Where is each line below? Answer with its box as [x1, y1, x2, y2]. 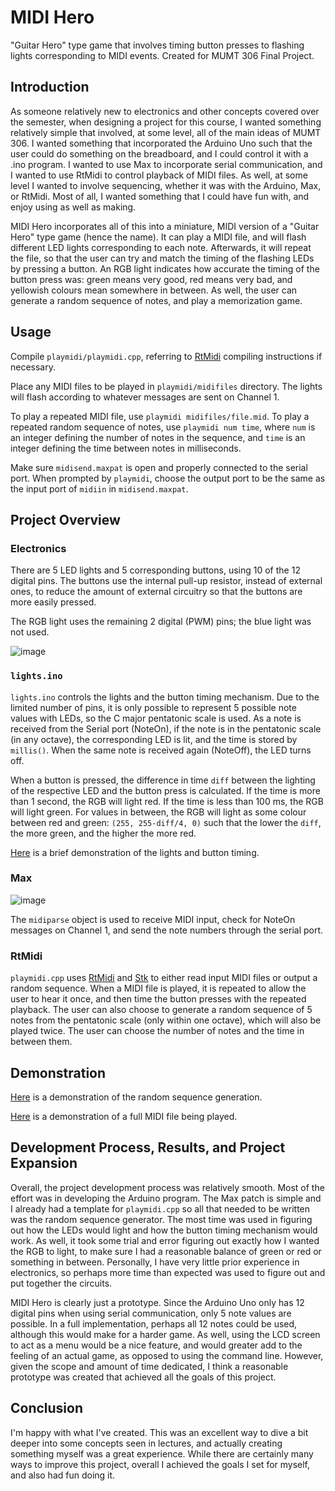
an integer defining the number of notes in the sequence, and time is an [10, 431, 306, 443]
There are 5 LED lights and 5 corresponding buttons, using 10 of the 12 [10, 564, 301, 576]
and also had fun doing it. [10, 1469, 116, 1481]
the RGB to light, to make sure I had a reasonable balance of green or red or [10, 1245, 322, 1257]
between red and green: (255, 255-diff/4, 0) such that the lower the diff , [10, 816, 322, 828]
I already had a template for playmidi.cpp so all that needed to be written [10, 1202, 311, 1215]
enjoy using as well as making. [10, 201, 137, 213]
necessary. [10, 361, 57, 373]
